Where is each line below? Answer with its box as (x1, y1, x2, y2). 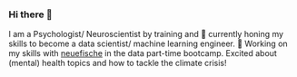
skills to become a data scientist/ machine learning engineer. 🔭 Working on (8, 38, 288, 49)
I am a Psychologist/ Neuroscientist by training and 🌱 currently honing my (8, 29, 283, 40)
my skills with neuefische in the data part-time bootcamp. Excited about (8, 48, 278, 59)
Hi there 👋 (8, 8, 54, 21)
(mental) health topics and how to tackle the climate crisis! (8, 58, 228, 69)
